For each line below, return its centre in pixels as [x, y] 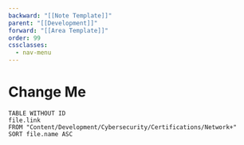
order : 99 [25, 38]
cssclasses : [28, 45]
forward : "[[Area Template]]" [59, 30]
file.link [25, 120]
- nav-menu [33, 53]
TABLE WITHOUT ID [37, 113]
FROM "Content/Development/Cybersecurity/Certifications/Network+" [123, 127]
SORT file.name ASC [41, 134]
